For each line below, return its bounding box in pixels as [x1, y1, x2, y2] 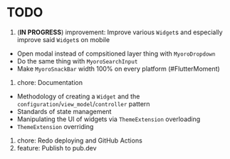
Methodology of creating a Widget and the [16, 92, 140, 101]
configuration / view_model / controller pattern [16, 99, 150, 108]
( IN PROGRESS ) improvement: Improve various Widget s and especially [16, 28, 223, 36]
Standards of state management [16, 107, 112, 116]
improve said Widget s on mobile [16, 35, 110, 43]
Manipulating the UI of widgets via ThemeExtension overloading [16, 115, 201, 123]
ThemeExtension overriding [16, 122, 94, 130]
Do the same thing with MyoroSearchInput [16, 56, 138, 65]
